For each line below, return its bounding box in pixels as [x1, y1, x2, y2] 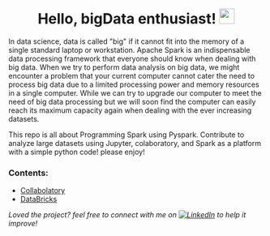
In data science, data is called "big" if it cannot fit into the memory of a [8, 36, 245, 46]
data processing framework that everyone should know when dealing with [8, 54, 256, 63]
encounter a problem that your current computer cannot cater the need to [8, 71, 255, 80]
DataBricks [19, 195, 58, 204]
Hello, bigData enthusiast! [37, 10, 216, 28]
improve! [8, 219, 38, 229]
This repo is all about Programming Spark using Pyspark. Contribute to [8, 130, 245, 139]
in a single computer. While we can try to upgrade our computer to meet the [8, 88, 262, 97]
